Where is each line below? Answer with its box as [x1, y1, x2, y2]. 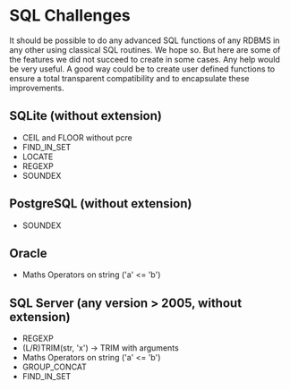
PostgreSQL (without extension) [9, 196, 192, 211]
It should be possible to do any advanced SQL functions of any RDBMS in [9, 35, 280, 46]
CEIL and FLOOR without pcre [21, 131, 132, 143]
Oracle [9, 245, 47, 260]
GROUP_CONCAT [21, 361, 88, 372]
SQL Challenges [9, 5, 132, 26]
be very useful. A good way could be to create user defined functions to [9, 64, 276, 74]
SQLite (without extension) [9, 108, 163, 123]
